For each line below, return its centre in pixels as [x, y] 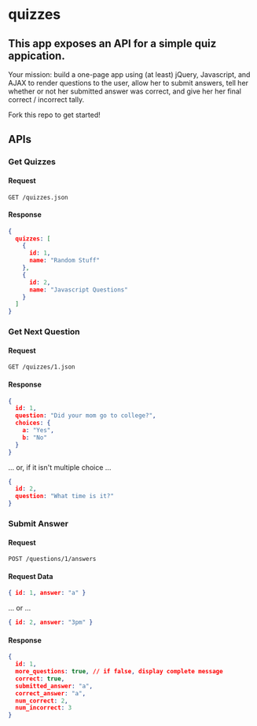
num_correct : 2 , [42, 701]
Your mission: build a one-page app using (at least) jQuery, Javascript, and [129, 75]
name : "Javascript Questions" [78, 290]
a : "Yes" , [39, 431]
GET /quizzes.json [38, 197]
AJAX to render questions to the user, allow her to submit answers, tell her [128, 83]
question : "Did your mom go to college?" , [86, 416]
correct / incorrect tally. [46, 99]
